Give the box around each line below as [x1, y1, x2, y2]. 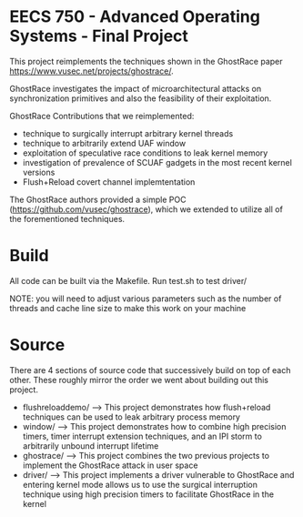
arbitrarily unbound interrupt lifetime [22, 440, 159, 451]
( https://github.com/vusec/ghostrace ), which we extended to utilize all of [9, 203, 284, 215]
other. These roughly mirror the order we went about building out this [9, 374, 269, 385]
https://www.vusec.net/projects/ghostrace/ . [9, 66, 175, 76]
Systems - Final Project [9, 25, 189, 46]
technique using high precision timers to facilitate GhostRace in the [22, 489, 275, 500]
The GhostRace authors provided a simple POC [9, 194, 187, 205]
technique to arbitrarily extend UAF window [22, 137, 187, 148]
